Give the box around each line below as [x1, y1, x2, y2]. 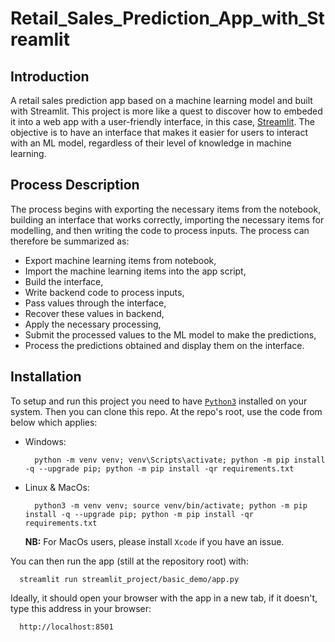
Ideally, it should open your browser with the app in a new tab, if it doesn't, [10, 592, 318, 604]
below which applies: [10, 416, 98, 428]
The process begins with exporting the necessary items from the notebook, [10, 203, 322, 215]
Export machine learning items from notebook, [24, 254, 217, 266]
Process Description [10, 177, 140, 194]
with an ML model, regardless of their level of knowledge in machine [10, 137, 292, 149]
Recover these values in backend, [24, 307, 165, 319]
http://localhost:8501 [19, 622, 114, 632]
